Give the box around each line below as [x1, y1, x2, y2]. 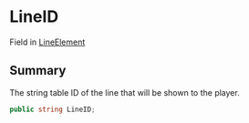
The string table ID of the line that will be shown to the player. [9, 87, 240, 97]
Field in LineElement [9, 36, 86, 47]
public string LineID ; [9, 105, 96, 114]
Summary [9, 63, 67, 78]
